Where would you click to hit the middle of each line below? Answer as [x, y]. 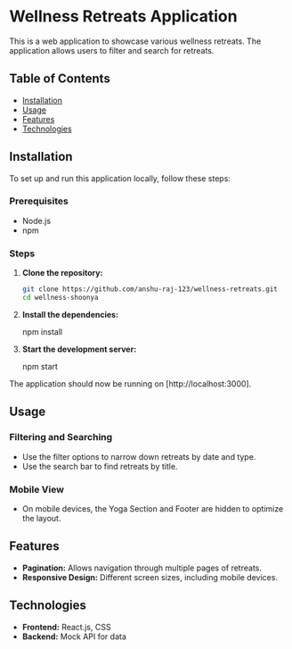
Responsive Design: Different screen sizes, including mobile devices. [150, 577]
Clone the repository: [62, 273]
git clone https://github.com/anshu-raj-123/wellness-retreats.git [150, 289]
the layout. [41, 518]
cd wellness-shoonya [60, 298]
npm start [40, 366]
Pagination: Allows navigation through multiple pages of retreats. [142, 568]
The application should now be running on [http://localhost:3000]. [130, 383]
